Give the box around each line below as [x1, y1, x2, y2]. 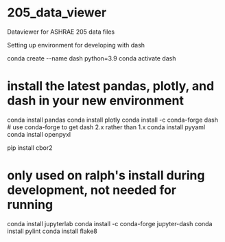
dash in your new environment [7, 93, 184, 109]
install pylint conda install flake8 [7, 227, 98, 235]
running [7, 197, 54, 212]
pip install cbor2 [7, 143, 53, 152]
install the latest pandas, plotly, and [7, 78, 215, 94]
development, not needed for [7, 182, 177, 198]
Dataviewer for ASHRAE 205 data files [7, 27, 115, 36]
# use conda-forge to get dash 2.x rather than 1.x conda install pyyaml [7, 122, 206, 131]
